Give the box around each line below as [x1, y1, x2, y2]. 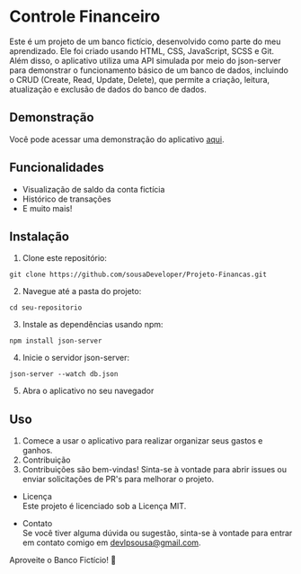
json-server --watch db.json [9, 370, 119, 379]
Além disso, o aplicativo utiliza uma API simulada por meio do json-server [9, 55, 281, 66]
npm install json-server [9, 336, 102, 345]
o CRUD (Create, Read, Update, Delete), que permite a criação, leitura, [9, 74, 270, 85]
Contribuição [22, 454, 71, 465]
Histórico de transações [22, 193, 111, 204]
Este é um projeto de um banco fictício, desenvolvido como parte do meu [9, 36, 281, 47]
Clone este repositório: [22, 253, 108, 264]
